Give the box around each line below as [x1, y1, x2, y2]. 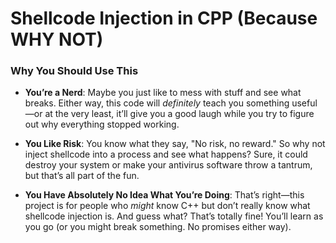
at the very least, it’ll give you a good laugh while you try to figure [44, 108, 315, 120]
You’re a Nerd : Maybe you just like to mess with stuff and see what [24, 87, 302, 99]
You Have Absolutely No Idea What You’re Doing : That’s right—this [24, 189, 305, 201]
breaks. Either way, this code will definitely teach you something [24, 97, 290, 109]
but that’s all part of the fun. [24, 170, 140, 182]
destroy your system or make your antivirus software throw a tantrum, [24, 159, 313, 171]
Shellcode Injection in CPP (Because [10, 7, 318, 30]
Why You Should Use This [10, 64, 139, 78]
